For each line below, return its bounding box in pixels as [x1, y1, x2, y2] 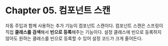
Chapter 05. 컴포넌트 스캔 [5, 5, 111, 16]
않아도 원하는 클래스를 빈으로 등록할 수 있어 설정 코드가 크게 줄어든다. [5, 35, 143, 41]
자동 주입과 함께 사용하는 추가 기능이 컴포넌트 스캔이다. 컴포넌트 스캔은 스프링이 [5, 22, 163, 29]
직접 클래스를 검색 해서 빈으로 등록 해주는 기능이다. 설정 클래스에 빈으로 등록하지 [5, 29, 162, 35]
